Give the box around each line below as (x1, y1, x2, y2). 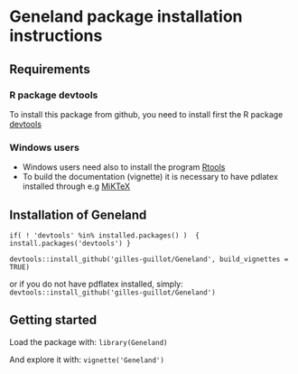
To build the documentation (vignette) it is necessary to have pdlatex (22, 172, 278, 182)
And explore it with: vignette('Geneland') (9, 354, 165, 365)
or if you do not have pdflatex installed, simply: (9, 278, 183, 289)
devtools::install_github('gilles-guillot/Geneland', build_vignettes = (9, 255, 289, 264)
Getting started (9, 313, 98, 328)
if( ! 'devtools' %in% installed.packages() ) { (9, 230, 200, 240)
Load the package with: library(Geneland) (9, 336, 168, 347)
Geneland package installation (9, 6, 243, 27)
